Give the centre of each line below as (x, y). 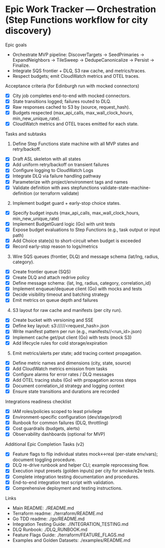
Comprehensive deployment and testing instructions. (67, 488)
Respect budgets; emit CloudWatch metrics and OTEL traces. (76, 76)
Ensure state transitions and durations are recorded (66, 391)
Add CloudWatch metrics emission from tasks (60, 369)
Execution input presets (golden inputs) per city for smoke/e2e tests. (84, 471)
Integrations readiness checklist (38, 401)
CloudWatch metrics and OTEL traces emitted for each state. (75, 124)
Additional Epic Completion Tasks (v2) (45, 444)
